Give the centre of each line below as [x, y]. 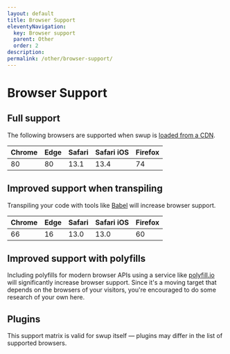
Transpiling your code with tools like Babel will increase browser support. [112, 205]
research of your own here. [46, 297]
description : [26, 53]
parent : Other [34, 39]
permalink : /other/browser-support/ [60, 59]
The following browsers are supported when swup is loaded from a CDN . [112, 135]
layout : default [30, 14]
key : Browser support [45, 33]
